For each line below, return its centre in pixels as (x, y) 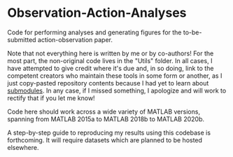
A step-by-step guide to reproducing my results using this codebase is (109, 132)
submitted (22, 39)
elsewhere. (23, 147)
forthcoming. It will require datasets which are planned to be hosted (105, 140)
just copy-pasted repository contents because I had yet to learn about (108, 83)
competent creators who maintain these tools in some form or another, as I (115, 76)
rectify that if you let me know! (51, 98)
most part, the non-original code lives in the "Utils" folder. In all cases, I (110, 60)
